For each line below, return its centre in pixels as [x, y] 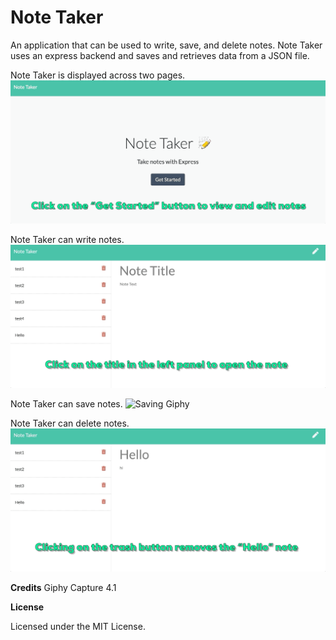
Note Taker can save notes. [66, 403]
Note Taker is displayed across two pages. [98, 75]
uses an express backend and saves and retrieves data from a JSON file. [160, 55]
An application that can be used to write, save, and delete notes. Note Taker [166, 45]
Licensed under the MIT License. [78, 626]
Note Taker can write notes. [67, 239]
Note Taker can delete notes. [70, 423]
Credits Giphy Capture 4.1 [63, 587]
